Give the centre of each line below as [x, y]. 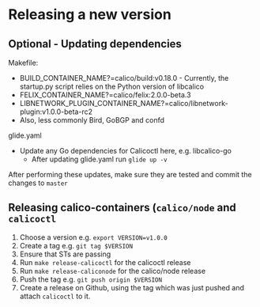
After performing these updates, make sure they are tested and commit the [130, 174]
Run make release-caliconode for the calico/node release [113, 271]
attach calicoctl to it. [55, 296]
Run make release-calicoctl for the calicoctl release [105, 262]
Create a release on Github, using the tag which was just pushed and [132, 287]
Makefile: [23, 63]
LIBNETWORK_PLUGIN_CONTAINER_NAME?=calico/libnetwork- [124, 103]
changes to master [38, 183]
